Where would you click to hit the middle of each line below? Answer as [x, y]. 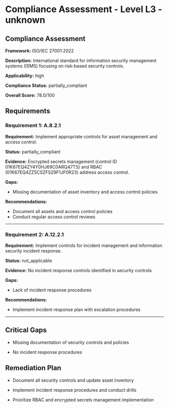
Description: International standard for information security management [81, 61]
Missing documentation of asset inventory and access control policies [85, 192]
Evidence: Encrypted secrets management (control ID [61, 161]
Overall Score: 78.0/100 [30, 95]
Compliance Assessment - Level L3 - [84, 9]
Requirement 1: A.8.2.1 [33, 126]
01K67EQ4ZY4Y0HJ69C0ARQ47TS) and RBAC [54, 167]
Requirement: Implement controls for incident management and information [84, 245]
